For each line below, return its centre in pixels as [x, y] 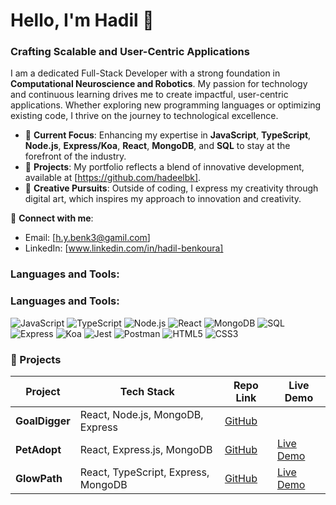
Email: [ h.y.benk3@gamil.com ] [87, 238]
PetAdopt [38, 449]
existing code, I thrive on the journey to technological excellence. [144, 116]
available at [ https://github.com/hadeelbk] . [113, 178]
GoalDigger [43, 421]
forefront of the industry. [75, 156]
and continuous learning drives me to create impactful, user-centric [149, 95]
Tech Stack [147, 391]
